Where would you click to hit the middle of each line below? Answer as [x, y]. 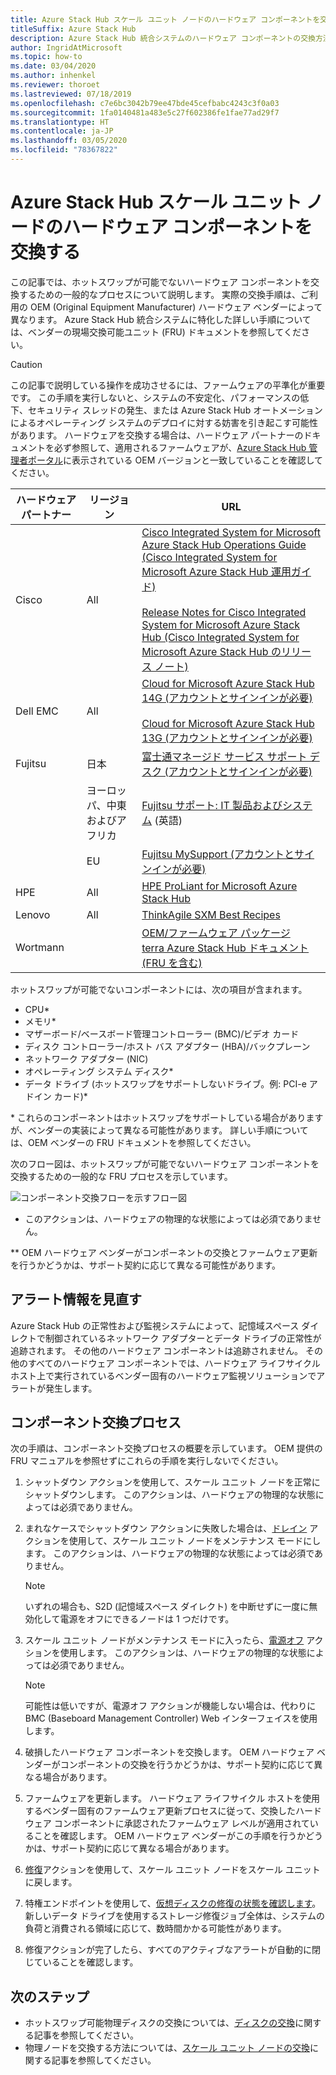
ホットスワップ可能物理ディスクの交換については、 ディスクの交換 [160, 2023]
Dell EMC [37, 711]
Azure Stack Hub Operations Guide [224, 544]
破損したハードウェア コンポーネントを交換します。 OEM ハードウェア [169, 1752]
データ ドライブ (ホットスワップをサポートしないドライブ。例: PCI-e [165, 1083]
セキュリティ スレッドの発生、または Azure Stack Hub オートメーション [175, 410]
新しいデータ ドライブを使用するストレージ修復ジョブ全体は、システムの [175, 1916]
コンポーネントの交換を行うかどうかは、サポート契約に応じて [187, 1765]
